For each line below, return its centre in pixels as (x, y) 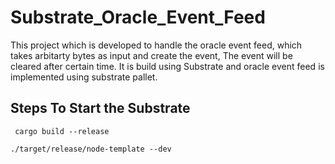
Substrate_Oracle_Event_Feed (138, 17)
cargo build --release (62, 131)
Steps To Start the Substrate (100, 108)
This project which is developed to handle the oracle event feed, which (156, 45)
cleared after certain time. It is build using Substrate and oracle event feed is (167, 66)
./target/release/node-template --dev (91, 149)
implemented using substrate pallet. (84, 77)
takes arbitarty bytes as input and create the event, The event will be (151, 55)
